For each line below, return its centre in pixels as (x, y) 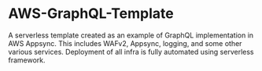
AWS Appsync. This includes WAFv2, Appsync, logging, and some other (125, 43)
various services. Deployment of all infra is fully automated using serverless (131, 51)
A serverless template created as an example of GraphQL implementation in (131, 35)
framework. (27, 60)
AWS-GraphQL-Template (91, 14)
